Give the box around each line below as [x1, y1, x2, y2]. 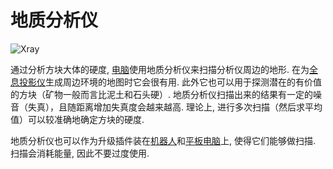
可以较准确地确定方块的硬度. [27, 113, 145, 125]
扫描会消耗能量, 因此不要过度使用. [10, 147, 150, 159]
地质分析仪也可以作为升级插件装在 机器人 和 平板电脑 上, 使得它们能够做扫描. [10, 134, 317, 146]
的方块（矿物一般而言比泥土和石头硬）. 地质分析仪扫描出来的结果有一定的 [10, 88, 313, 100]
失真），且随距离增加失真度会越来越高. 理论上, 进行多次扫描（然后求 [27, 101, 305, 113]
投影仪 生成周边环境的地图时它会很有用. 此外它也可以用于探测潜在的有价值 [18, 76, 322, 88]
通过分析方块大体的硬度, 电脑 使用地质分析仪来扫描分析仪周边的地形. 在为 [10, 63, 310, 75]
